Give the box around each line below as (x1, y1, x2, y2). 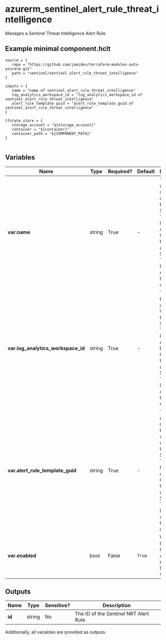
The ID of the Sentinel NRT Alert (75, 610, 149, 617)
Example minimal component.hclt (5, 44, 111, 53)
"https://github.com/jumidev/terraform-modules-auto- (27, 62, 140, 67)
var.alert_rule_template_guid (7, 467, 77, 474)
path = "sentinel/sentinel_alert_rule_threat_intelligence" (11, 71, 138, 76)
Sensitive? (44, 602, 70, 609)
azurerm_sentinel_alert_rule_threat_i (5, 3, 159, 15)
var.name (7, 229, 31, 236)
